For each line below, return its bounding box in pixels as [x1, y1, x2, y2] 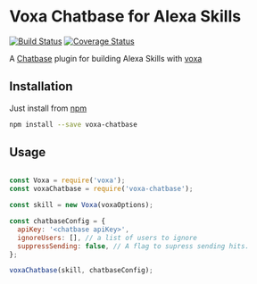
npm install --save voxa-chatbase [9, 120, 138, 129]
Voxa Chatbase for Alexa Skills [9, 6, 242, 27]
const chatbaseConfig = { [9, 217, 105, 226]
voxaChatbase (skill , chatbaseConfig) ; [9, 266, 153, 275]
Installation [9, 79, 73, 95]
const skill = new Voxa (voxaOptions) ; [9, 201, 153, 210]
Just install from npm [9, 103, 87, 113]
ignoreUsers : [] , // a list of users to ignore [17, 233, 198, 242]
